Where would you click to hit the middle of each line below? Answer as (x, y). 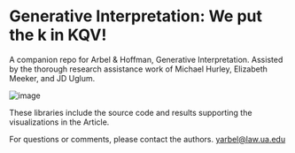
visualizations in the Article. (59, 122)
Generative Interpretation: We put (136, 16)
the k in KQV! (58, 35)
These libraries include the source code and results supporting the (131, 112)
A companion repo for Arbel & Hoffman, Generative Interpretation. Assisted (146, 59)
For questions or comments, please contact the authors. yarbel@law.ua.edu (147, 139)
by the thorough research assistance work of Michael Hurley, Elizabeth (139, 69)
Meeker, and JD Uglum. (52, 78)
